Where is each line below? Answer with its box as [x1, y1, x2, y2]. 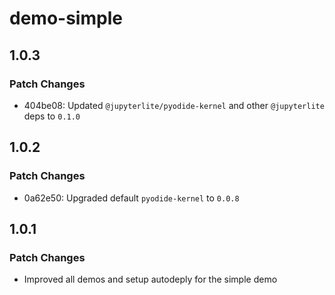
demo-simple [9, 7, 123, 30]
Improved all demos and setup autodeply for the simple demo [23, 273, 278, 286]
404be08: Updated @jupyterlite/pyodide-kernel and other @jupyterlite [23, 99, 325, 111]
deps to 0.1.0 [23, 110, 81, 122]
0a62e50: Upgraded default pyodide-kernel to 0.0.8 [23, 192, 240, 204]
